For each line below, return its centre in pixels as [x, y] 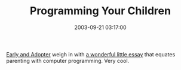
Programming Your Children [100, 11]
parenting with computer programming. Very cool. [68, 61]
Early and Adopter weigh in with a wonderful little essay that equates [91, 54]
